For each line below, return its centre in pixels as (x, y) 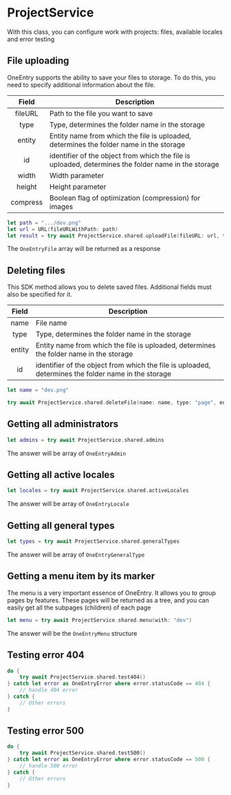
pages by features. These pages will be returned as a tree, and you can (108, 600)
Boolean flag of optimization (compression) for (125, 198)
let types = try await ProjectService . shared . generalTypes (93, 542)
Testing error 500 (46, 731)
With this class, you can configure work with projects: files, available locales (115, 32)
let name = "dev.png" (38, 390)
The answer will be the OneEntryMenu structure (72, 633)
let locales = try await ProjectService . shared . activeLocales (98, 491)
